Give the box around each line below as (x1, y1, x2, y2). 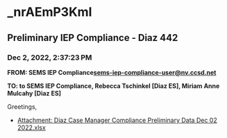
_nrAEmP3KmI (7, 4, 92, 20)
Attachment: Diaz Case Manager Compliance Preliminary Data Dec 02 (17, 116, 217, 124)
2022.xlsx (17, 123, 47, 132)
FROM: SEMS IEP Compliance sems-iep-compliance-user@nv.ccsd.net (7, 68, 217, 76)
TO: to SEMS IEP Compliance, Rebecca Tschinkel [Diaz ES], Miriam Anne (7, 81, 220, 90)
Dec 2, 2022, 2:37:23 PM (7, 53, 92, 62)
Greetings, (7, 102, 37, 111)
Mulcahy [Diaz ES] (7, 89, 61, 97)
